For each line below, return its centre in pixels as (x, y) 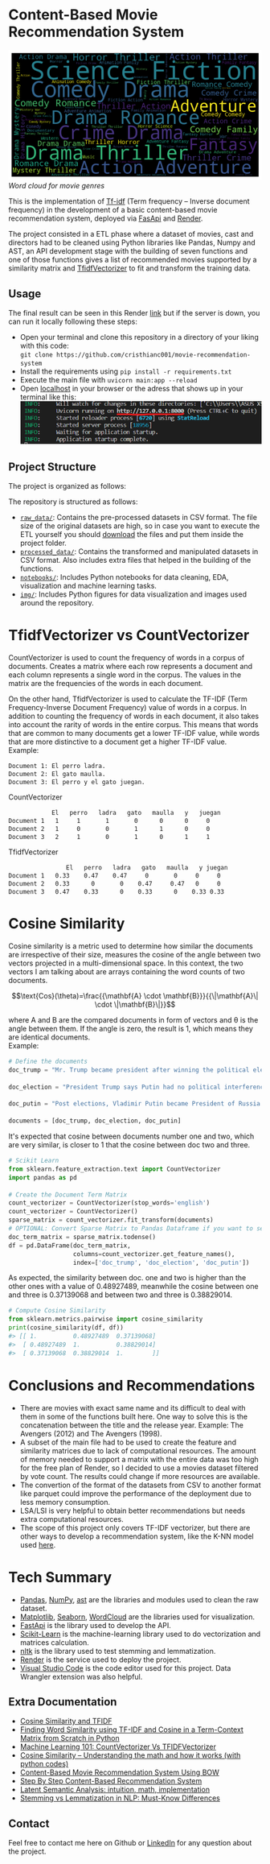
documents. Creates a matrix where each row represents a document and (131, 667)
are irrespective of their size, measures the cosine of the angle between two (135, 955)
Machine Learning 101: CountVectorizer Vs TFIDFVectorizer (118, 1747)
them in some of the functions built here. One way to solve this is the (133, 1416)
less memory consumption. (65, 1502)
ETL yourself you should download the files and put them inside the (131, 535)
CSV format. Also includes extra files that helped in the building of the (135, 560)
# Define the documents (48, 1062)
